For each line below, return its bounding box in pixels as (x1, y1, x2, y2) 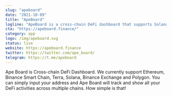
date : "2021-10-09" (5, 12, 47, 17)
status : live (5, 41, 33, 46)
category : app (5, 31, 36, 36)
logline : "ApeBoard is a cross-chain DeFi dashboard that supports (5, 21, 153, 27)
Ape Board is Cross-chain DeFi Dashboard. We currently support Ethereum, (5, 69, 165, 75)
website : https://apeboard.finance (5, 45, 81, 51)
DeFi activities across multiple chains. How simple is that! (5, 85, 126, 91)
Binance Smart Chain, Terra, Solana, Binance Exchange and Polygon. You (5, 75, 160, 81)
